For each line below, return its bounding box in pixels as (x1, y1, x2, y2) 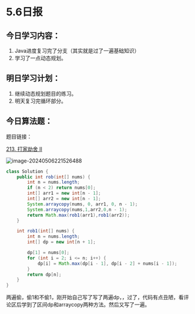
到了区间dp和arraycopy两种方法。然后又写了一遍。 (26, 301, 150, 308)
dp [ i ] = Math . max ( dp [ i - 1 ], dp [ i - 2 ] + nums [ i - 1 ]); (37, 261, 177, 266)
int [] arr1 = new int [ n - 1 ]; (27, 190, 101, 197)
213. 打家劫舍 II (6, 145, 42, 153)
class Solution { (6, 168, 49, 174)
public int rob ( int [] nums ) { (16, 174, 91, 180)
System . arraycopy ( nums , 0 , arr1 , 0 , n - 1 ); (27, 201, 138, 207)
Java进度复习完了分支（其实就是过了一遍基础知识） (14, 48, 140, 54)
